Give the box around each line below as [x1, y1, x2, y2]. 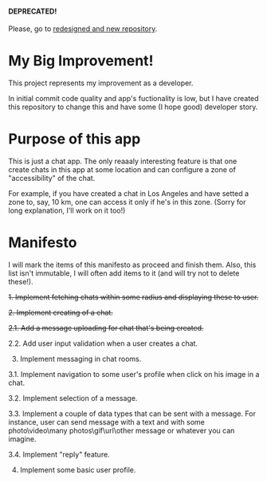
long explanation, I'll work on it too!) [8, 206, 126, 215]
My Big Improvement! [8, 52, 154, 70]
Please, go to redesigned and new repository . [8, 24, 158, 33]
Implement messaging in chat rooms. [19, 355, 142, 364]
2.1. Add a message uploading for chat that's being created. [8, 323, 204, 333]
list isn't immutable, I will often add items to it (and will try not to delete [8, 268, 240, 278]
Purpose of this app [8, 130, 141, 148]
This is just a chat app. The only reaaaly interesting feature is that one [8, 156, 238, 167]
